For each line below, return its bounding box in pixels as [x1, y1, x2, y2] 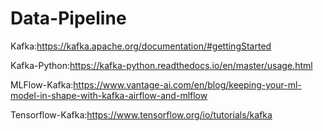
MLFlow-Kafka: [10, 78, 74, 91]
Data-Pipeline [10, 7, 127, 30]
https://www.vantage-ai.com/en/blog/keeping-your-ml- [73, 78, 302, 91]
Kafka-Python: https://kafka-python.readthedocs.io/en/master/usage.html [10, 59, 313, 71]
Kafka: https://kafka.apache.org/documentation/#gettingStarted [10, 40, 272, 52]
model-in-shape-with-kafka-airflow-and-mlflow [10, 89, 208, 101]
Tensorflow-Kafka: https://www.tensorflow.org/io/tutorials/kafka [10, 108, 273, 121]
